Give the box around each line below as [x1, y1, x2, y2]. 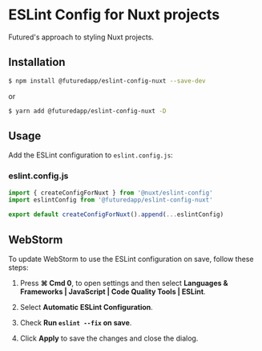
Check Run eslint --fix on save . [19, 318, 132, 328]
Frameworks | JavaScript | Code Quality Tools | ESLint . [19, 287, 206, 296]
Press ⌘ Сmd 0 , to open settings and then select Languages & [19, 279, 228, 288]
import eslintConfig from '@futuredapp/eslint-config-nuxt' [8, 196, 214, 204]
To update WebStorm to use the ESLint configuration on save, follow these [8, 255, 254, 264]
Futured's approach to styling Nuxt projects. [8, 32, 155, 42]
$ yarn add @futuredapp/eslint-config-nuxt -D [8, 107, 167, 115]
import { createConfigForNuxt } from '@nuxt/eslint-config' [8, 189, 214, 197]
